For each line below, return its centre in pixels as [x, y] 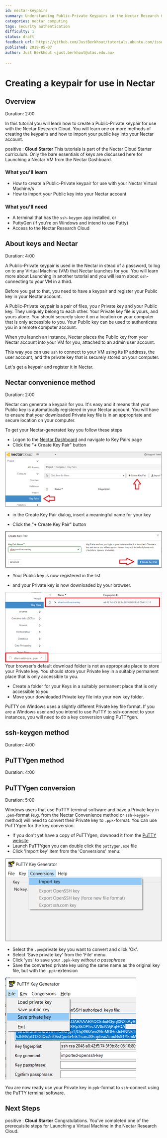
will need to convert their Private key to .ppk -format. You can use [90, 820]
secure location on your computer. [40, 420]
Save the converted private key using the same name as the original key [86, 965]
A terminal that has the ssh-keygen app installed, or [64, 218]
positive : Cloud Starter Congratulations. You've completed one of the [77, 1121]
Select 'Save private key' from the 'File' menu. [59, 954]
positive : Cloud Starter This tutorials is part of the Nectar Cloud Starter [79, 149]
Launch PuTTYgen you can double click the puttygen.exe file [75, 846]
